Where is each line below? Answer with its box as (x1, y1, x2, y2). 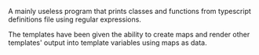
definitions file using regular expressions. (8, 15, 141, 24)
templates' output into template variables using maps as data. (8, 38, 207, 47)
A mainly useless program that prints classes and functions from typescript (8, 7, 251, 15)
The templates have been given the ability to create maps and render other (8, 30, 250, 39)
